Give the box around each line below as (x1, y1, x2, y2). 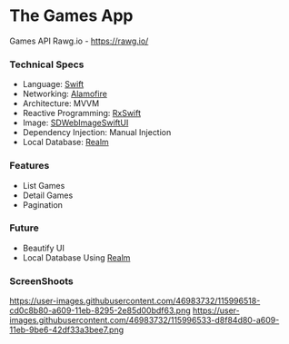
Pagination (22, 199, 64, 210)
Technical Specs (9, 58, 85, 71)
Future (9, 221, 39, 234)
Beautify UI (22, 242, 65, 253)
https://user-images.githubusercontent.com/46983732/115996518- (9, 296, 261, 307)
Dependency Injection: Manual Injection (22, 127, 172, 138)
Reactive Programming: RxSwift (22, 108, 142, 119)
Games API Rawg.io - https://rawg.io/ (9, 35, 149, 46)
